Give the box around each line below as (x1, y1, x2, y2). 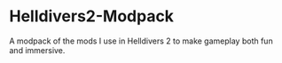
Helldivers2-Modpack (9, 6, 175, 27)
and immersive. (9, 44, 66, 55)
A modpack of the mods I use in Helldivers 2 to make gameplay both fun (9, 35, 273, 46)
